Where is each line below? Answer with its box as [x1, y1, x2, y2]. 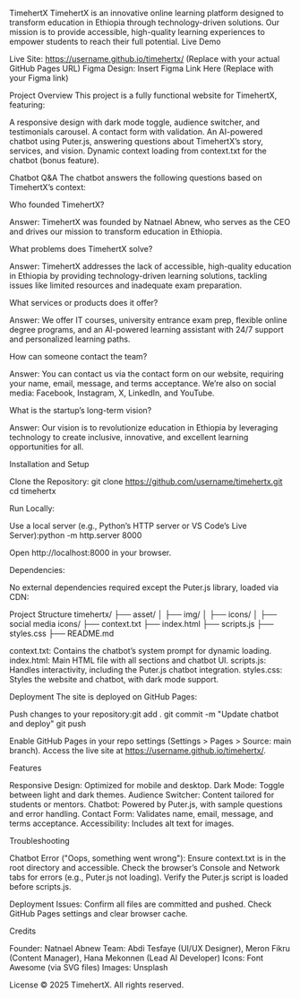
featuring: [9, 100, 46, 110]
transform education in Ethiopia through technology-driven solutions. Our [9, 17, 280, 28]
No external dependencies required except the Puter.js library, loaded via [9, 582, 279, 593]
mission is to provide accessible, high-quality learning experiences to [9, 27, 266, 37]
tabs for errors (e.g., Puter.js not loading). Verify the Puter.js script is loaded [9, 872, 288, 882]
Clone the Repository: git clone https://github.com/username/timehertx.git [9, 476, 283, 487]
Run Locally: [9, 503, 56, 514]
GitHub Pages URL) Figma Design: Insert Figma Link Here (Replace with [9, 63, 274, 74]
